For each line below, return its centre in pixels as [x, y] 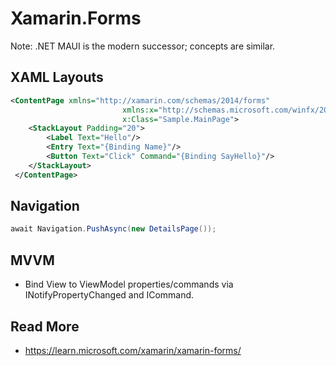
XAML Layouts [57, 77]
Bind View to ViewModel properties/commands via [129, 284]
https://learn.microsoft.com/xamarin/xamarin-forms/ [133, 350]
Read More [45, 326]
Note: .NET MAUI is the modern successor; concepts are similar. [143, 46]
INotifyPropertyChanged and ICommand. [109, 295]
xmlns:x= [140, 110]
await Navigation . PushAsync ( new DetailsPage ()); [113, 229]
